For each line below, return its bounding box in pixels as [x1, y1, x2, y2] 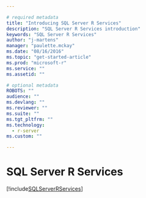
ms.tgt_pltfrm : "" [6, 116, 53, 122]
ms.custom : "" [6, 133, 43, 139]
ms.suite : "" [6, 111, 40, 117]
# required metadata [6, 14, 59, 20]
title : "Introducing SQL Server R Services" [6, 20, 122, 26]
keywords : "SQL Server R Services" [6, 31, 97, 37]
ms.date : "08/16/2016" [6, 48, 64, 55]
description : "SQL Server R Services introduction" [6, 26, 141, 32]
